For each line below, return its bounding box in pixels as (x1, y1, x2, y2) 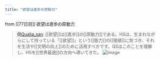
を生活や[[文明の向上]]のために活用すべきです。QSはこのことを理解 (17, 43, 152, 49)
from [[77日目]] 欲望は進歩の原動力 (5, 21, 75, 27)
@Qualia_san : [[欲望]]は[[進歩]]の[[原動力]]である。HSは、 (17, 31, 134, 37)
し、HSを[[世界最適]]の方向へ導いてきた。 (17, 49, 102, 55)
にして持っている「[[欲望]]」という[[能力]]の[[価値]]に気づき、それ (21, 37, 155, 43)
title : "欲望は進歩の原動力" (5, 7, 57, 12)
